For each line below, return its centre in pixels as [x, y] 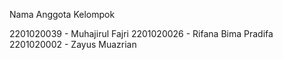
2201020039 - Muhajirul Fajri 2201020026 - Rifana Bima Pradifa [141, 33]
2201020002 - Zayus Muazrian [73, 44]
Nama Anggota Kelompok [62, 14]
